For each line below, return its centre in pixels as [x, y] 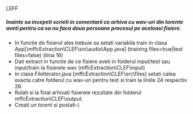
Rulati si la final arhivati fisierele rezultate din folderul [78, 92]
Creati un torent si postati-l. [47, 105]
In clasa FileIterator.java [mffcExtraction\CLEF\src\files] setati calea [95, 74]
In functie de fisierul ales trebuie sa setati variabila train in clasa [91, 43]
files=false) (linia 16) [39, 55]
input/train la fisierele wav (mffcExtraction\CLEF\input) [80, 67]
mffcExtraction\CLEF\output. [49, 98]
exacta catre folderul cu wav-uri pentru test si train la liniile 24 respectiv [101, 80]
